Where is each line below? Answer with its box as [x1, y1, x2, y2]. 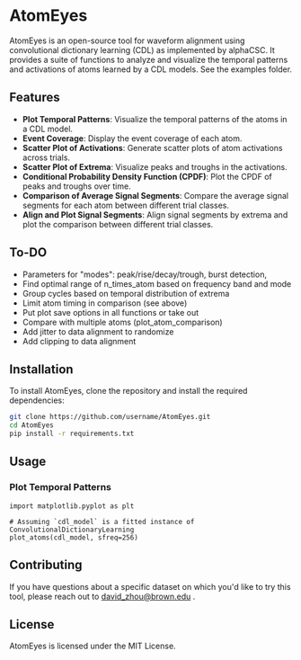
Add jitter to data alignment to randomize [22, 326, 174, 337]
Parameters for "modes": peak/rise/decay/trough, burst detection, [22, 269, 268, 280]
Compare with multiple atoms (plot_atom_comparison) [22, 317, 223, 327]
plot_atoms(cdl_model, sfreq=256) [9, 532, 139, 542]
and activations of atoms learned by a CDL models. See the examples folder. [9, 64, 293, 75]
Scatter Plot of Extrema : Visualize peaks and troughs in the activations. [22, 161, 288, 172]
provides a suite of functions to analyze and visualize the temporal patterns [9, 54, 288, 65]
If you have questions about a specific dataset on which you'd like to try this [9, 581, 291, 592]
